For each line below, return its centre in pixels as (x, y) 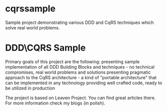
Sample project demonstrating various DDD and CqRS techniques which (79, 22)
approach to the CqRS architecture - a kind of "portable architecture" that (81, 77)
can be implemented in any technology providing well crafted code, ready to (84, 83)
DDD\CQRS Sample (45, 48)
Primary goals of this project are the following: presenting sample (72, 61)
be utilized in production (30, 88)
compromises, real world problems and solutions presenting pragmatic (78, 72)
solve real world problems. (32, 27)
